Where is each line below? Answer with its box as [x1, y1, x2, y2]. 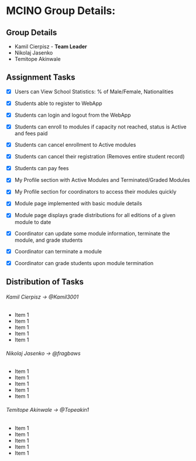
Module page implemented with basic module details [14, 200, 142, 207]
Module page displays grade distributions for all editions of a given [14, 212, 176, 219]
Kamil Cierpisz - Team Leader [14, 43, 88, 50]
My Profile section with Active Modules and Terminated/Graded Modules [14, 177, 190, 184]
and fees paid [14, 130, 48, 137]
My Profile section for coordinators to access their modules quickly [14, 188, 177, 195]
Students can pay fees [14, 165, 69, 172]
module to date [14, 218, 51, 225]
